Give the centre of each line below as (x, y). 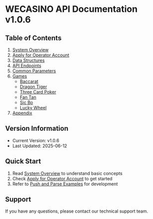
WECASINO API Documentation (71, 9)
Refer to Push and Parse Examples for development (65, 184)
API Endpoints (27, 66)
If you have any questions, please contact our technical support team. (77, 211)
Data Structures (28, 60)
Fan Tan (28, 97)
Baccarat (29, 81)
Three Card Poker (38, 92)
